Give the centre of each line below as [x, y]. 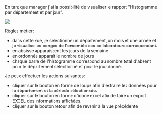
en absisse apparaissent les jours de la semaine [60, 51]
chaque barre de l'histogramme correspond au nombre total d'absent [81, 61]
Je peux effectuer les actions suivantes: [45, 76]
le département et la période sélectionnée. [54, 91]
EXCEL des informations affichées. [47, 101]
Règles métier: [19, 31]
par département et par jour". [34, 12]
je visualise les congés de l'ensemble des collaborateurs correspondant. [85, 46]
